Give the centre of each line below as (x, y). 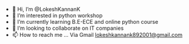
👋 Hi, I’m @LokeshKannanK (46, 9)
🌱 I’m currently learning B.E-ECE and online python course (85, 22)
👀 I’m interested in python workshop (57, 15)
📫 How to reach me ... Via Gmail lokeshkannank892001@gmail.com (97, 35)
